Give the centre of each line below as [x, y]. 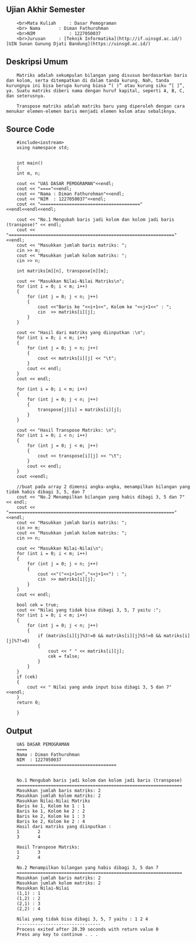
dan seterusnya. [26, 96]
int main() [30, 163]
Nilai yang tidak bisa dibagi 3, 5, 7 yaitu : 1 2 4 [82, 919]
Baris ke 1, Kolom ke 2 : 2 [51, 811]
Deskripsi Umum [37, 62]
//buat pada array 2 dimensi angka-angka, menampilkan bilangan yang [104, 487]
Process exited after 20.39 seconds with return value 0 [88, 929]
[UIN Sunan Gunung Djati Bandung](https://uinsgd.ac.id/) [78, 43]
